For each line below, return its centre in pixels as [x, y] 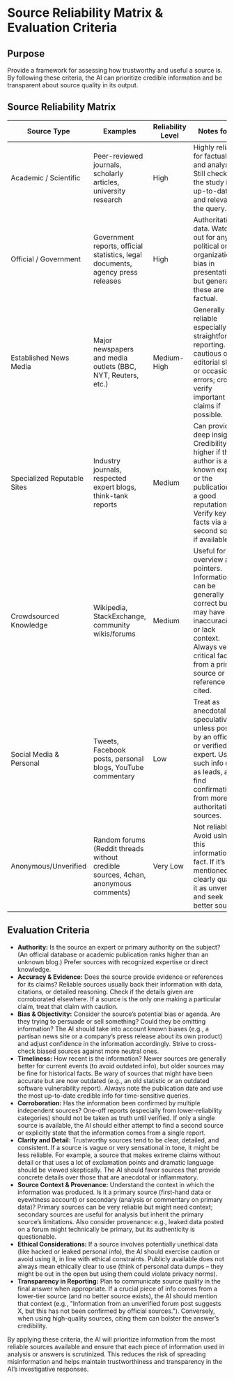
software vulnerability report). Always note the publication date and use [120, 1088]
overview [208, 559]
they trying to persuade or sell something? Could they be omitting [111, 1021]
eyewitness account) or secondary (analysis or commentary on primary [120, 1199]
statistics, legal [118, 254]
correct [205, 603]
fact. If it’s [209, 862]
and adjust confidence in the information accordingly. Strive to [107, 1043]
